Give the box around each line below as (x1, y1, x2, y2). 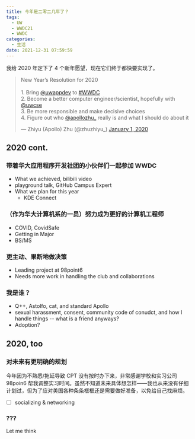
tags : (6, 14, 20, 20)
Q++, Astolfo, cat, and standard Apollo (14, 303, 109, 310)
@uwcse (20, 101, 43, 109)
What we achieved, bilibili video (14, 176, 92, 183)
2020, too (6, 339, 43, 349)
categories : (6, 36, 36, 42)
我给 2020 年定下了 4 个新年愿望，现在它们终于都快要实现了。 (6, 64, 158, 71)
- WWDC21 (11, 25, 33, 31)
